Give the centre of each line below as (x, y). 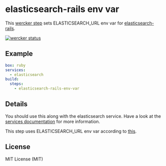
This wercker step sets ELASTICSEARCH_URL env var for (64, 23)
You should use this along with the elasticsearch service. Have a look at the (83, 116)
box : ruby (16, 65)
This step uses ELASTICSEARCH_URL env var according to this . (71, 131)
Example (19, 54)
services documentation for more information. (53, 121)
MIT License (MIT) (24, 159)
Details (16, 104)
